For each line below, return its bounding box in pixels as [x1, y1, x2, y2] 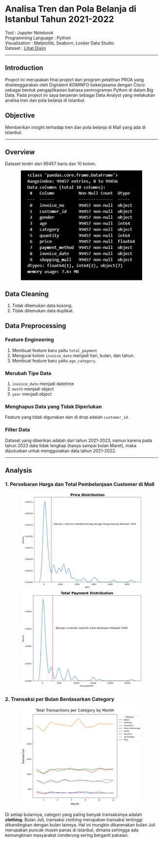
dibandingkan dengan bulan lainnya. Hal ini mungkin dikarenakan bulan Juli [5, 822, 156, 828]
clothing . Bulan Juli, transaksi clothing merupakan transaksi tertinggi [5, 817, 143, 823]
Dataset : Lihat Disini [5, 45, 46, 51]
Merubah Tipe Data [5, 370, 52, 376]
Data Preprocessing [5, 322, 66, 330]
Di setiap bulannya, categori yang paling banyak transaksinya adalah [5, 811, 142, 818]
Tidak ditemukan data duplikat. [12, 308, 74, 314]
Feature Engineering [5, 336, 54, 343]
